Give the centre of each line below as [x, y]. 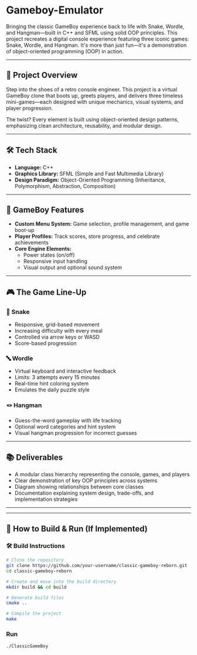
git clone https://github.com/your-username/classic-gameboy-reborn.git [97, 566]
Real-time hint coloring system [52, 384]
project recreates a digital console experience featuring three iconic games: [98, 39]
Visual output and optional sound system [72, 268]
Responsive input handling [55, 261]
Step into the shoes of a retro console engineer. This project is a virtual [92, 89]
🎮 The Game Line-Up [46, 292]
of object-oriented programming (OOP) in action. [65, 51]
